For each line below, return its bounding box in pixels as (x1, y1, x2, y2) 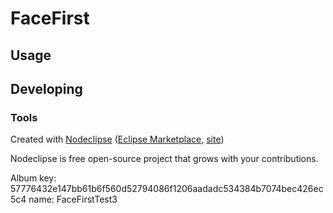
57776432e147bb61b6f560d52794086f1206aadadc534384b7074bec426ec (10, 183, 324, 195)
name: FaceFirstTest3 (28, 193, 118, 206)
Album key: (10, 172, 57, 184)
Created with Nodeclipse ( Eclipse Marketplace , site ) (10, 133, 225, 146)
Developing (10, 80, 83, 97)
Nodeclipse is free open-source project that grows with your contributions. (10, 153, 319, 165)
